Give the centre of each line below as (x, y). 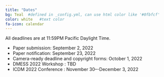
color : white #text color (35, 19)
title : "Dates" (21, 10)
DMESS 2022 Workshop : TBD (44, 64)
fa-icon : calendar (25, 24)
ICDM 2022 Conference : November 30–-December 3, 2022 (75, 69)
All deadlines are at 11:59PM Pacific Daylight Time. (58, 38)
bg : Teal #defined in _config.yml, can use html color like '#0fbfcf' (83, 15)
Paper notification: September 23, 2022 (54, 53)
